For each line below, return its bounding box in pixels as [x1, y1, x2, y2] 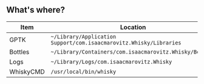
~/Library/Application [50, 33, 117, 40]
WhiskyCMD [9, 67, 46, 75]
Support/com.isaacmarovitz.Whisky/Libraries [50, 39, 182, 46]
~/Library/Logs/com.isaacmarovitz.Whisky [50, 58, 172, 65]
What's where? [6, 5, 66, 15]
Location [120, 23, 146, 31]
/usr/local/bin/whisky [50, 68, 117, 75]
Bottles [9, 47, 30, 56]
